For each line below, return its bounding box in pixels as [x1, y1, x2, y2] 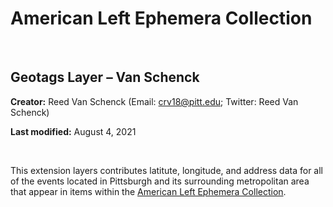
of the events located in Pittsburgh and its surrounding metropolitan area [10, 175, 310, 187]
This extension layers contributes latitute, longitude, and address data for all [10, 164, 324, 176]
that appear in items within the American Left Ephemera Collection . [10, 185, 287, 197]
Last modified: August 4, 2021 [10, 125, 137, 137]
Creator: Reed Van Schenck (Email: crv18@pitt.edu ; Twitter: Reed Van [10, 95, 299, 107]
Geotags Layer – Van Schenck [10, 69, 200, 86]
